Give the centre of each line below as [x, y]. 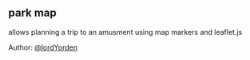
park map [33, 13]
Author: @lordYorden [43, 47]
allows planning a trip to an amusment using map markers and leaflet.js [125, 32]
